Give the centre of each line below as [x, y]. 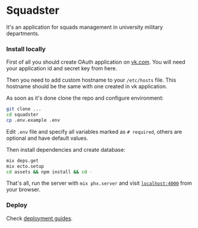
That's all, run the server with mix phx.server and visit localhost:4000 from [99, 183]
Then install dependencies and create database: [66, 149]
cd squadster [22, 115]
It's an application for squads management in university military [85, 27]
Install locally [26, 49]
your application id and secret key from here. [62, 68]
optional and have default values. [47, 138]
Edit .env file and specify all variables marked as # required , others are [94, 131]
